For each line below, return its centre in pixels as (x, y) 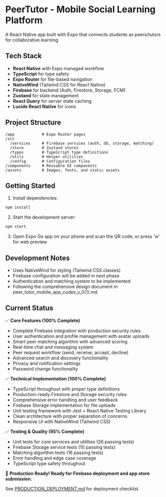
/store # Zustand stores (44, 148)
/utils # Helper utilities (46, 157)
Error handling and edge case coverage (54, 458)
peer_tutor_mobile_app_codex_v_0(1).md (55, 292)
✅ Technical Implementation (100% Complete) (56, 379)
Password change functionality (45, 369)
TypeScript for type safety (41, 74)
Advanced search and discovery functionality (61, 358)
